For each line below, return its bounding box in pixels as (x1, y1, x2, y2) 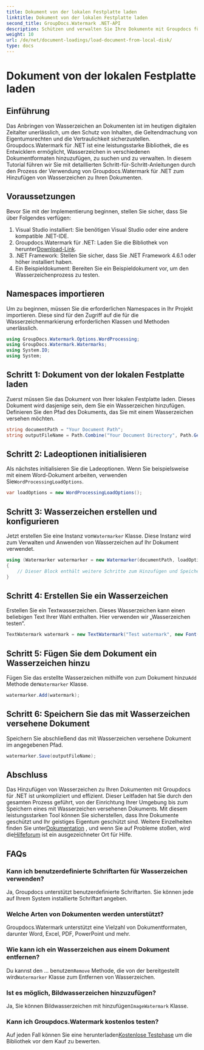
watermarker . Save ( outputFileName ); (6, 753, 97, 759)
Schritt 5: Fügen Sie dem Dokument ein (6, 648, 157, 658)
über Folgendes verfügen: (6, 214, 72, 221)
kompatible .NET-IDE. (15, 232, 69, 240)
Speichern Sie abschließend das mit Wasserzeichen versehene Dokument (6, 734, 191, 742)
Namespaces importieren (6, 289, 105, 299)
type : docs (6, 43, 34, 49)
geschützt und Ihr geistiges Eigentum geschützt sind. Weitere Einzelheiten (6, 818, 192, 826)
